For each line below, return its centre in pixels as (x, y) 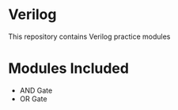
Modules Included (68, 68)
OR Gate (33, 99)
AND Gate (36, 90)
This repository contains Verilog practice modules (89, 36)
